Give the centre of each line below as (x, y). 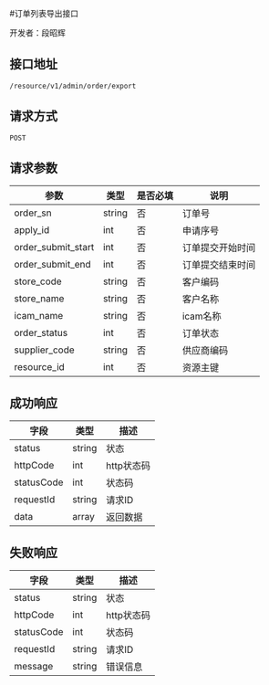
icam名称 (202, 316)
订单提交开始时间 (219, 248)
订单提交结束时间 (219, 265)
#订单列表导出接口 (44, 13)
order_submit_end (52, 265)
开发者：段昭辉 (37, 33)
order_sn (33, 213)
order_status (41, 333)
